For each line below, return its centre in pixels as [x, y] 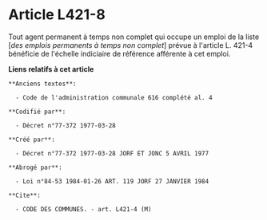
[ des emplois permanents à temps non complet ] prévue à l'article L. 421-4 [131, 45]
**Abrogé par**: [35, 167]
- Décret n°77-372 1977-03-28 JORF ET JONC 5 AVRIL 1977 [112, 153]
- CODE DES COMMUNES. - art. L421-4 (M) [84, 209]
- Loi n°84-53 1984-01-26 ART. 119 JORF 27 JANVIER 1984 [112, 181]
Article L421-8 [57, 15]
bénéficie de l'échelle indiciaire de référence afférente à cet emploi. [120, 53]
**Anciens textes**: [43, 84]
